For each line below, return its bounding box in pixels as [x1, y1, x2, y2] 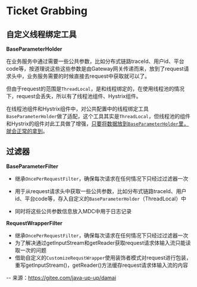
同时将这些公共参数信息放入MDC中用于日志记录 [14, 207, 132, 215]
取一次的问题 [14, 247, 46, 254]
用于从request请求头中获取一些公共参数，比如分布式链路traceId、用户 [14, 187, 187, 194]
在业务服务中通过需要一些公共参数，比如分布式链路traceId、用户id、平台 [6, 58, 185, 65]
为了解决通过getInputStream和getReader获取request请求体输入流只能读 [14, 239, 192, 246]
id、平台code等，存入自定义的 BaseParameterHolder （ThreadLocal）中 [14, 195, 186, 202]
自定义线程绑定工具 [6, 29, 77, 39]
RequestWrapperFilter [6, 219, 62, 226]
